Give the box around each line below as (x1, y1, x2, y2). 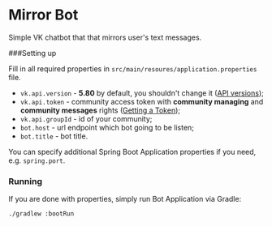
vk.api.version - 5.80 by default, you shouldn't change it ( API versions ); (19, 87, 264, 98)
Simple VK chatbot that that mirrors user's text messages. (8, 32, 202, 42)
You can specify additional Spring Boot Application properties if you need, (8, 147, 257, 156)
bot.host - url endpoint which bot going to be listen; (19, 122, 195, 132)
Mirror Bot (8, 6, 79, 24)
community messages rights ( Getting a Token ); (19, 105, 181, 115)
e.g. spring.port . (8, 156, 66, 165)
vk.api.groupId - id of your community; (19, 113, 153, 123)
